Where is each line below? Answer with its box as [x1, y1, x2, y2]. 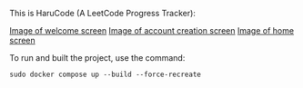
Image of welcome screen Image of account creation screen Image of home [9, 25, 294, 35]
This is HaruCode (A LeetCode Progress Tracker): [9, 8, 196, 18]
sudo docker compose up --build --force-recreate [9, 70, 202, 79]
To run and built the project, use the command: [9, 53, 186, 63]
